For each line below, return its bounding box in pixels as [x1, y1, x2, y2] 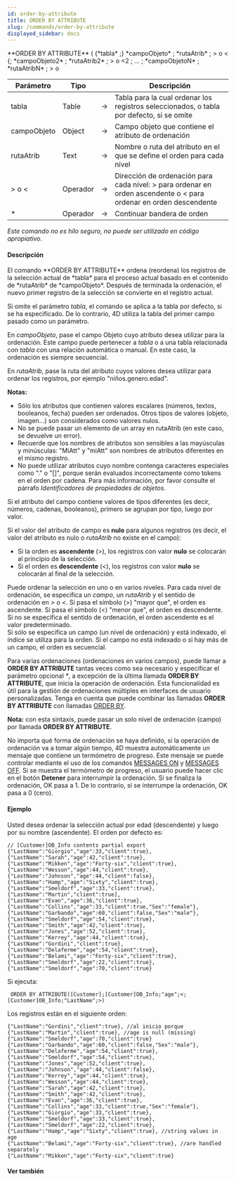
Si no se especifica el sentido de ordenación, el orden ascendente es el [7, 613, 214, 621]
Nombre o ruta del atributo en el [114, 142, 220, 152]
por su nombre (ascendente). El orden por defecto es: [7, 828, 164, 836]
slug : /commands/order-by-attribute [7, 23, 114, 30]
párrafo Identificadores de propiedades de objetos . [17, 484, 166, 493]
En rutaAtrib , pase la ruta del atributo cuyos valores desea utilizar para [7, 367, 212, 375]
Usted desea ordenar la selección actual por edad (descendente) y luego [7, 821, 219, 829]
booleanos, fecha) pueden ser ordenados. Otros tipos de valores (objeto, [17, 409, 229, 417]
